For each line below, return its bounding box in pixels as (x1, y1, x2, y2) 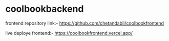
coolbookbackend (5, 3, 84, 15)
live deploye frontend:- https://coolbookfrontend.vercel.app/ (5, 30, 133, 36)
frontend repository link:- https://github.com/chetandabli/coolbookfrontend (5, 20, 164, 26)
